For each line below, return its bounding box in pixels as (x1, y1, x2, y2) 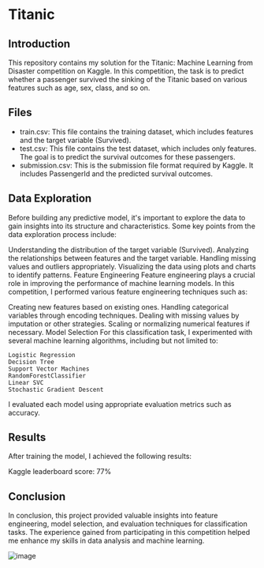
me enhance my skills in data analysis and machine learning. (8, 536, 205, 546)
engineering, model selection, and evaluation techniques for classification (8, 519, 248, 529)
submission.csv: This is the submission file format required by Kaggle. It (19, 160, 254, 170)
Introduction (8, 37, 71, 51)
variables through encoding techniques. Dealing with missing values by (8, 310, 240, 320)
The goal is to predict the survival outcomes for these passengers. (19, 152, 236, 161)
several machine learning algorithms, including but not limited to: (8, 336, 218, 345)
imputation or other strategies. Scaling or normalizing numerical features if (8, 318, 251, 329)
